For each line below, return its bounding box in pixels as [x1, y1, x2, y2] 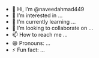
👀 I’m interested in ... [11, 12, 63, 19]
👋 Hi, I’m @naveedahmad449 [11, 6, 85, 12]
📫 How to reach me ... [11, 31, 68, 38]
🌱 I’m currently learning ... [11, 18, 76, 25]
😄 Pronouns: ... [11, 40, 51, 47]
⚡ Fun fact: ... [11, 46, 45, 53]
